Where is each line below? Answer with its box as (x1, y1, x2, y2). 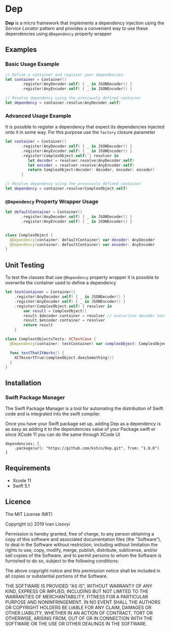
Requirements (5, 464, 51, 472)
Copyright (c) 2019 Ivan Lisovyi (5, 521, 70, 527)
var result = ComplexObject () (23, 308, 87, 313)
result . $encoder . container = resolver (23, 318, 105, 323)
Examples (5, 45, 37, 54)
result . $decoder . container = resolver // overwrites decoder (23, 313, 155, 318)
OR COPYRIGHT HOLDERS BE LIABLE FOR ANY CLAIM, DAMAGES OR (5, 604, 152, 610)
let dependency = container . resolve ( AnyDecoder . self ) (5, 100, 121, 105)
